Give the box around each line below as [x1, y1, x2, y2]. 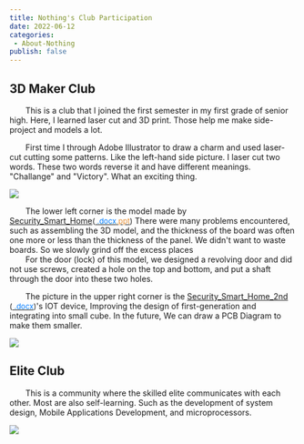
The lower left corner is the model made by [25, 206, 187, 217]
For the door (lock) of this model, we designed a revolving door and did [25, 254, 293, 265]
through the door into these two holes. [9, 273, 153, 284]
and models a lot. [37, 124, 103, 135]
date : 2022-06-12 [9, 22, 76, 31]
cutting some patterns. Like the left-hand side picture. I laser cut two [23, 151, 280, 162]
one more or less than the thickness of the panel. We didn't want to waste [9, 234, 287, 246]
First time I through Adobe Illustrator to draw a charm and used [25, 142, 262, 153]
